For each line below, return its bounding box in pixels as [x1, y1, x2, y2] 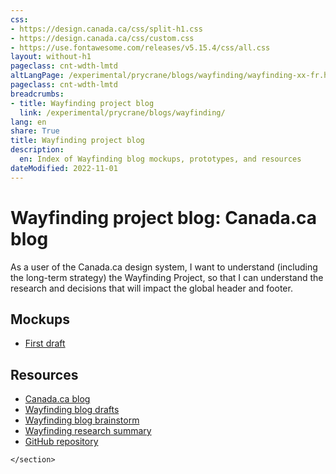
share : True [10, 126, 60, 136]
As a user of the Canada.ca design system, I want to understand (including [10, 261, 318, 273]
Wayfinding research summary [24, 425, 152, 437]
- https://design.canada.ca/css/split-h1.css [10, 24, 203, 34]
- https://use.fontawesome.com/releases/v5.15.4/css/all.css [10, 42, 271, 53]
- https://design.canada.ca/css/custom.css [10, 33, 195, 43]
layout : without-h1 [10, 52, 92, 62]
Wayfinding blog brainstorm [24, 414, 140, 426]
